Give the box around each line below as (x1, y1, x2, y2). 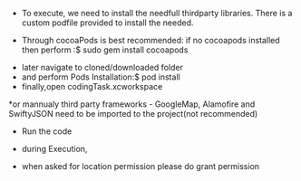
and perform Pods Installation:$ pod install (21, 71, 180, 82)
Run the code (21, 126, 73, 137)
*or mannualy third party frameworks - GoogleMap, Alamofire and (8, 99, 256, 110)
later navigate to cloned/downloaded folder (21, 62, 183, 72)
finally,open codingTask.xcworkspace (21, 81, 163, 91)
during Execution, (21, 144, 88, 154)
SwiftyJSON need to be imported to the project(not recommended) (8, 109, 258, 119)
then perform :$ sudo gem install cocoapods (21, 44, 189, 55)
